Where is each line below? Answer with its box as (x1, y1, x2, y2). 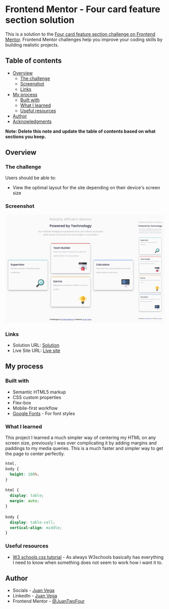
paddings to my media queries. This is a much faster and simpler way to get (5, 445, 163, 452)
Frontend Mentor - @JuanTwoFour (12, 598, 85, 604)
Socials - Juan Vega (12, 587, 55, 593)
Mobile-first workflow (12, 405, 58, 411)
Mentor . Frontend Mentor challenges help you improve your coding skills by (5, 36, 163, 43)
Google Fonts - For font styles (12, 410, 75, 416)
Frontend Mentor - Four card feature (5, 4, 160, 15)
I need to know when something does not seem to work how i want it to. (12, 559, 163, 565)
